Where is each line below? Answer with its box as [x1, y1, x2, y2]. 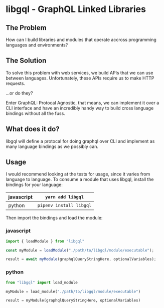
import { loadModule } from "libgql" [6, 238, 85, 243]
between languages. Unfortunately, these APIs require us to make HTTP [6, 75, 154, 81]
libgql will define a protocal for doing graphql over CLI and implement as [6, 138, 155, 144]
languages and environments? [6, 42, 68, 48]
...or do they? [6, 90, 33, 96]
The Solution [6, 56, 47, 65]
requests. [6, 80, 26, 86]
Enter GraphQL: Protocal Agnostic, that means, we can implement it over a [6, 99, 159, 105]
